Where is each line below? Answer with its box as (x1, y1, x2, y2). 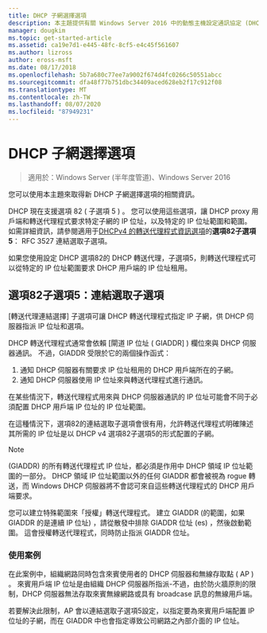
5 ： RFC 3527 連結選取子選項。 (8, 236, 112, 245)
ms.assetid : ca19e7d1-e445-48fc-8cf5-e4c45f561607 (8, 41, 180, 49)
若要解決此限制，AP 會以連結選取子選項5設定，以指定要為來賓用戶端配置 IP (8, 606, 255, 615)
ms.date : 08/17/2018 (8, 64, 77, 72)
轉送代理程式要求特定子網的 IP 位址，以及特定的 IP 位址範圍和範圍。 (29, 216, 252, 225)
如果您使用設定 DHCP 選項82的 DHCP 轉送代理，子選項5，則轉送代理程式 (8, 252, 250, 263)
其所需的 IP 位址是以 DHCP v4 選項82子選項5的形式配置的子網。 (8, 428, 219, 438)
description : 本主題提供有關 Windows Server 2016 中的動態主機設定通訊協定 (8, 19, 242, 27)
